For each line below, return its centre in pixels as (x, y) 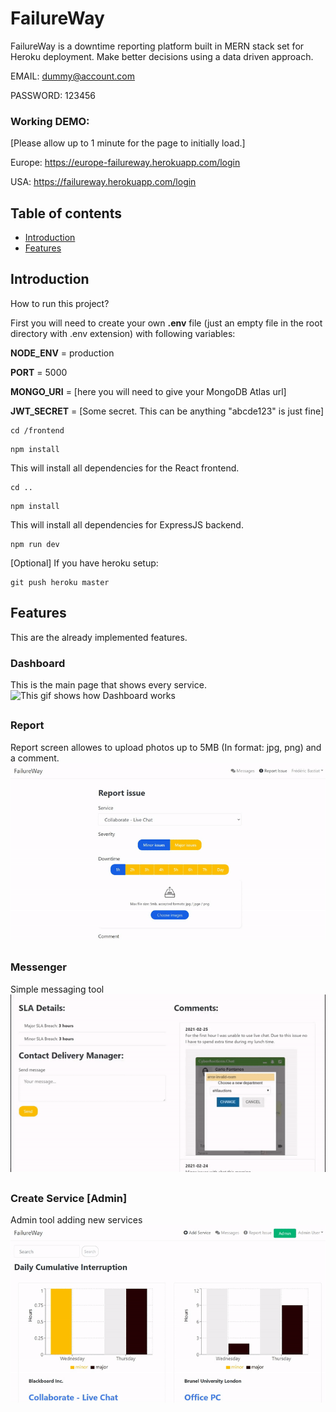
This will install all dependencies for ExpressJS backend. (127, 524)
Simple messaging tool (57, 989)
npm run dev (35, 544)
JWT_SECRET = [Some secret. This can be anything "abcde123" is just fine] (167, 411)
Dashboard (38, 663)
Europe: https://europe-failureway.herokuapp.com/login (125, 163)
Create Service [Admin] (69, 1198)
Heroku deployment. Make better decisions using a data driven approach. (162, 56)
